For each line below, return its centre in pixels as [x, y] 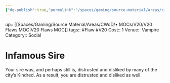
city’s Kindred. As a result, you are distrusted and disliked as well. [73, 75]
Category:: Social [23, 35]
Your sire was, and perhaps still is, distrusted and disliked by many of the [81, 69]
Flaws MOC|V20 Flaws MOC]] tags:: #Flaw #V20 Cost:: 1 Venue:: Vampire [82, 30]
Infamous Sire [35, 55]
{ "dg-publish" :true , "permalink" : [40, 10]
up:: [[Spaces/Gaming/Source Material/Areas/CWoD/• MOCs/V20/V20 [79, 24]
